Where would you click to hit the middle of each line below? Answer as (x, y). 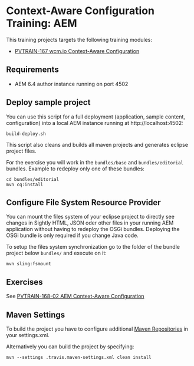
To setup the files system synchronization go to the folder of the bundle (93, 247)
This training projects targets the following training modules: (79, 39)
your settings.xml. (28, 335)
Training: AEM (42, 23)
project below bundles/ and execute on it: (57, 253)
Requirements (32, 70)
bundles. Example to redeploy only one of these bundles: (75, 169)
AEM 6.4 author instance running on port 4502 (71, 84)
